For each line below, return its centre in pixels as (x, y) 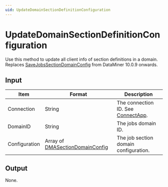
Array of (54, 141)
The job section (135, 138)
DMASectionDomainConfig (76, 147)
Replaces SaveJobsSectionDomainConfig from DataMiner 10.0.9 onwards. (81, 64)
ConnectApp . (132, 115)
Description (138, 94)
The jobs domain (136, 123)
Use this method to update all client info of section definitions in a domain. (82, 59)
